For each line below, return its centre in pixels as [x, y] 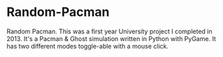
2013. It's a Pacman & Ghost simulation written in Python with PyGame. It [111, 38]
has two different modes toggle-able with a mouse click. [88, 46]
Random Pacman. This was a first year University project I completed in [109, 31]
